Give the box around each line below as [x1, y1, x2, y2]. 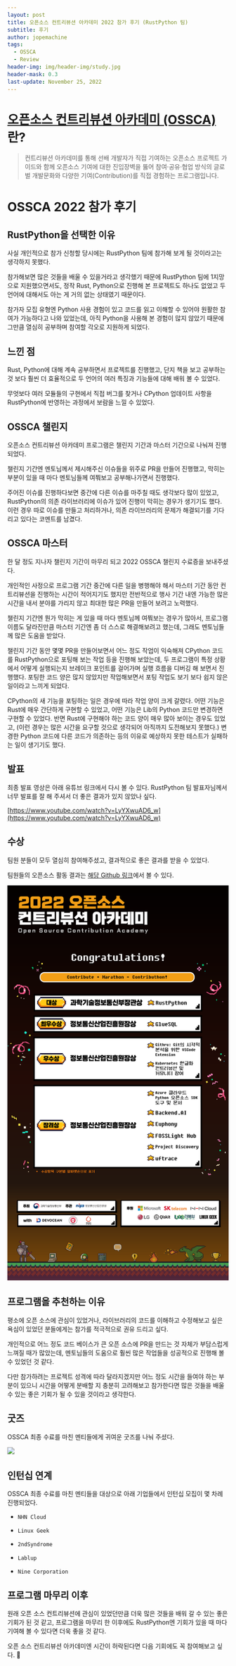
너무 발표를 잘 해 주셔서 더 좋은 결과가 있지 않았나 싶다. [7, 792, 157, 800]
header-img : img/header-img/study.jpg [7, 63, 121, 70]
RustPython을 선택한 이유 [7, 229, 116, 241]
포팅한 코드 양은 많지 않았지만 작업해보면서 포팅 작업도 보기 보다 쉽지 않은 [27, 673, 228, 681]
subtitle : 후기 [7, 26, 49, 33]
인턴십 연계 [7, 1469, 53, 1482]
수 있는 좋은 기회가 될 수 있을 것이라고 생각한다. [7, 1390, 137, 1398]
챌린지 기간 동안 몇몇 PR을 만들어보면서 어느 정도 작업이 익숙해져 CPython [7, 646, 211, 654]
